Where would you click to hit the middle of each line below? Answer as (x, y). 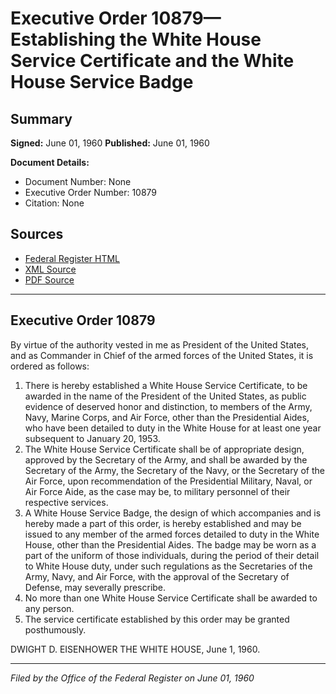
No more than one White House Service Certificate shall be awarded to (171, 598)
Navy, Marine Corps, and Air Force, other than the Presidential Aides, (167, 417)
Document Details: (50, 162)
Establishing (63, 39)
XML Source (50, 269)
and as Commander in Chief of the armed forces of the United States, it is (162, 355)
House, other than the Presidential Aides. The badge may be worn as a (170, 544)
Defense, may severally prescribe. (95, 587)
